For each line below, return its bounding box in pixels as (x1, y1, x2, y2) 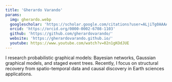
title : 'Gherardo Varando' (5, 7, 63, 13)
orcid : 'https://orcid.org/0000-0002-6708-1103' (10, 26, 116, 32)
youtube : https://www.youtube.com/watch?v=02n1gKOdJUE (10, 41, 130, 46)
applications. (5, 71, 32, 77)
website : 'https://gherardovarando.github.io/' (10, 36, 114, 41)
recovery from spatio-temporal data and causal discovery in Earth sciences (5, 65, 165, 71)
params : (5, 12, 22, 17)
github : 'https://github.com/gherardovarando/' (10, 31, 114, 36)
